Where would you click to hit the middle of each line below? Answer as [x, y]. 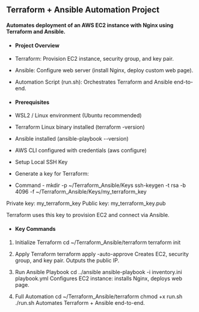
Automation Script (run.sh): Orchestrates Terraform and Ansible [94, 82]
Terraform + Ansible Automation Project [83, 10]
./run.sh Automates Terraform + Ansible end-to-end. [80, 302]
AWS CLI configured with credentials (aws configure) [81, 150]
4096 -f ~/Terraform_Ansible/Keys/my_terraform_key [81, 192]
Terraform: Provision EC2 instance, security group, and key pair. [94, 59]
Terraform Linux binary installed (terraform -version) [80, 127]
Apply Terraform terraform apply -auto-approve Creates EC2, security [102, 254]
